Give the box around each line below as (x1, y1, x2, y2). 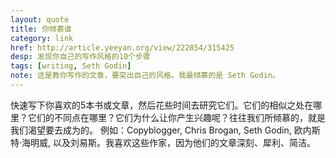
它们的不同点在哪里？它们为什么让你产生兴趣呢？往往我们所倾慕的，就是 (27, 111, 326, 123)
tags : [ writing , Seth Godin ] (10, 61, 132, 71)
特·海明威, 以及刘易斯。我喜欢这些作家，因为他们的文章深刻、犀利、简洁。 (10, 136, 317, 148)
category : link (10, 33, 74, 43)
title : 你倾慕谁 (10, 24, 72, 34)
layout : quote (10, 14, 70, 25)
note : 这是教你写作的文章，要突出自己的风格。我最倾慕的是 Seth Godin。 (10, 71, 280, 81)
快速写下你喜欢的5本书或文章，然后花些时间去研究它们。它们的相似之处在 (10, 99, 314, 111)
